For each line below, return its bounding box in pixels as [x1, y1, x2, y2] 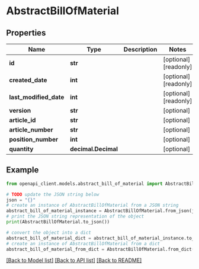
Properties [6, 28, 46, 38]
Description [123, 46, 158, 53]
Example [6, 165, 39, 175]
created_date [9, 76, 47, 84]
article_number [9, 126, 53, 134]
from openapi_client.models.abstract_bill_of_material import [6, 181, 163, 187]
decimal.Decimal [70, 145, 118, 153]
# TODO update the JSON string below [6, 191, 99, 197]
